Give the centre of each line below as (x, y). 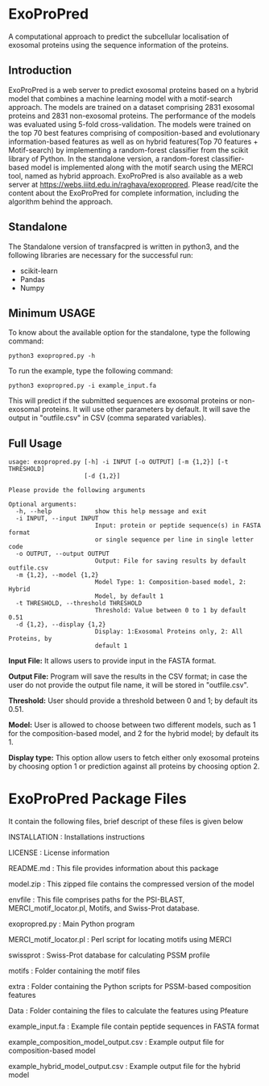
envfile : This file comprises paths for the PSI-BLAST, (97, 900)
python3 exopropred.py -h (52, 356)
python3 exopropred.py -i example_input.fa (83, 386)
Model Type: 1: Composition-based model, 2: (171, 583)
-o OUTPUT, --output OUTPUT (63, 554)
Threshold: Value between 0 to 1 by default (171, 611)
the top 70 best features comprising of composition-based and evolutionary (134, 133)
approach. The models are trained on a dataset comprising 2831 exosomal (132, 107)
